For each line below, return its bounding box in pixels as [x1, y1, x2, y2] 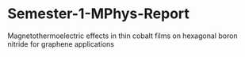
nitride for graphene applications [7, 39, 114, 48]
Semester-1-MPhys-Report [7, 5, 189, 23]
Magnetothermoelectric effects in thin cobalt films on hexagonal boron [7, 31, 239, 40]
